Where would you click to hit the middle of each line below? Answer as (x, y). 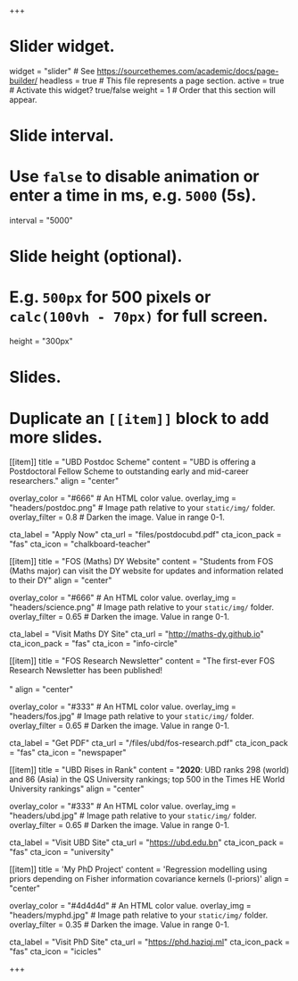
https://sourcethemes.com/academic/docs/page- (188, 71)
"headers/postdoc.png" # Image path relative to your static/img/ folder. (142, 508)
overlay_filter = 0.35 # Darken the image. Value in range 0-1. (120, 925)
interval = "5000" (41, 221)
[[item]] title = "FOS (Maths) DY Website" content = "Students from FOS (141, 562)
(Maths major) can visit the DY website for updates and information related (146, 571)
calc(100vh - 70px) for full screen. (139, 316)
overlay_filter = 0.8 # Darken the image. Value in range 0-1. (117, 517)
